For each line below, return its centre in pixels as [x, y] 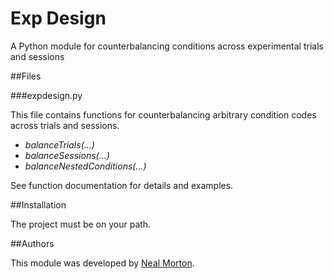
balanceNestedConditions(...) [85, 166]
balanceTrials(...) [59, 144]
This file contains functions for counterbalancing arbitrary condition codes [163, 114]
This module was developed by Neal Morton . [102, 263]
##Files [26, 76]
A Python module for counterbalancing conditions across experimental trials [167, 46]
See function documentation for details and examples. [122, 185]
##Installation [38, 204]
